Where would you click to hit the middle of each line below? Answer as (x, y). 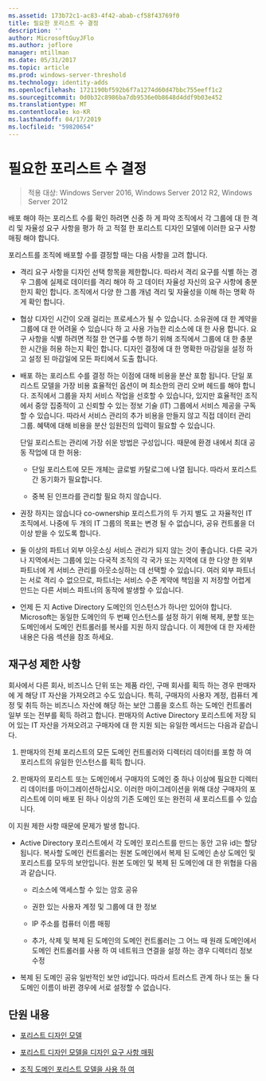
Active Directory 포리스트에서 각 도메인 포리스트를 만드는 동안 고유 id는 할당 (138, 842)
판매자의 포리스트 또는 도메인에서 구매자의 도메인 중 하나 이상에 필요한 (128, 779)
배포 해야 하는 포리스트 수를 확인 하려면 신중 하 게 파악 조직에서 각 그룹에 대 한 (129, 218)
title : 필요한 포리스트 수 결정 (53, 23)
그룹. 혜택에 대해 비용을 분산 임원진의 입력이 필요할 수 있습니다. (117, 425)
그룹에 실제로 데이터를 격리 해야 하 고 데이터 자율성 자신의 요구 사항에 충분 (143, 282)
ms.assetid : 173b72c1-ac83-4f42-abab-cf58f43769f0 (94, 16)
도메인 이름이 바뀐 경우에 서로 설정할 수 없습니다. (95, 987)
